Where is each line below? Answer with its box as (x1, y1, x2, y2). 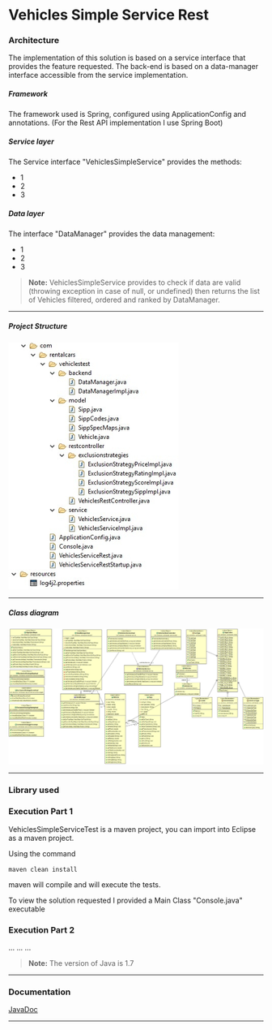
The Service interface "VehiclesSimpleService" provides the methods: (8, 157, 243, 167)
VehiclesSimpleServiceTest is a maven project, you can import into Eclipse (8, 824, 257, 834)
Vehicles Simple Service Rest (8, 6, 209, 24)
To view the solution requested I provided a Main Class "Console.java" (8, 895, 243, 905)
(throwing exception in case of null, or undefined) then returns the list (28, 287, 261, 296)
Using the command (8, 848, 76, 858)
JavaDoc (8, 1005, 38, 1015)
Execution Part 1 (8, 806, 73, 817)
